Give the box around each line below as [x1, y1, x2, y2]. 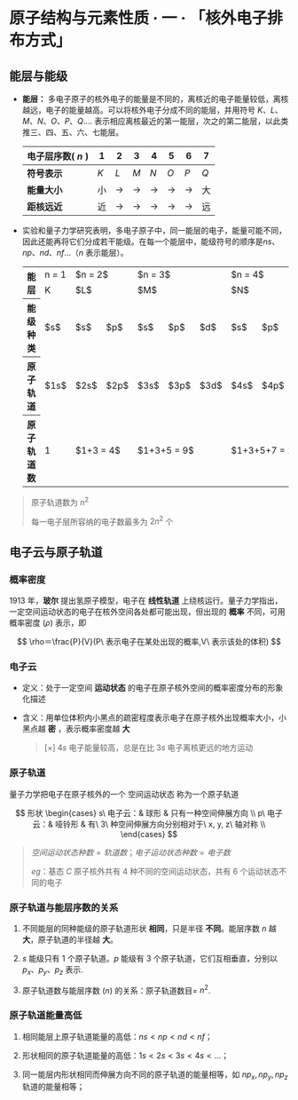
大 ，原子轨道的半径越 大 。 [21, 934, 118, 945]
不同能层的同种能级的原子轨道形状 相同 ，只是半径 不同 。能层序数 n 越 [21, 922, 277, 933]
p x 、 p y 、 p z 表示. [21, 964, 83, 977]
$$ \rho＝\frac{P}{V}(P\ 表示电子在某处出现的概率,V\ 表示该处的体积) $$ [17, 637, 281, 646]
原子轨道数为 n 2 [30, 495, 90, 507]
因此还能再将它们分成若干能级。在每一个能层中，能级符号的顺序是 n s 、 [21, 236, 280, 247]
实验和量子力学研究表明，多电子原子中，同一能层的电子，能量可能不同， [21, 226, 286, 235]
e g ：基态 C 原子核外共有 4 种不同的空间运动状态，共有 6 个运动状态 [30, 866, 279, 876]
